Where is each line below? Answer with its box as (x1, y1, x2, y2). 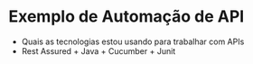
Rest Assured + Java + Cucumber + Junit (21, 45, 176, 56)
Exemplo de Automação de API (8, 6, 245, 27)
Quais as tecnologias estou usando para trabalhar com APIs (21, 36, 245, 47)
